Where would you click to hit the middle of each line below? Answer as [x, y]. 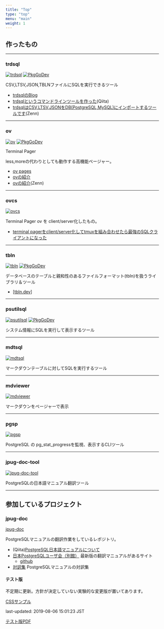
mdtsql [14, 347]
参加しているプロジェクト [44, 505]
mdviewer [18, 386]
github [26, 561]
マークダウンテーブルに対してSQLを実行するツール [56, 368]
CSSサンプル [18, 601]
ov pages [22, 171]
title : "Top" [19, 10]
